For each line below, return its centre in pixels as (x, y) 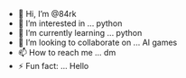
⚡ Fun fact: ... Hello (53, 66)
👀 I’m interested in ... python (70, 23)
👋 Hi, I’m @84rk (47, 14)
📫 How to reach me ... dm (67, 52)
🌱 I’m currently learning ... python (80, 33)
